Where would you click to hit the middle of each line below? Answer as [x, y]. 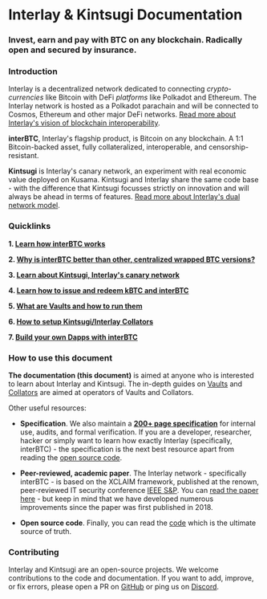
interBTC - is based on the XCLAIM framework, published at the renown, [139, 482]
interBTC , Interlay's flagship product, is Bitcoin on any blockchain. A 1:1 [126, 139]
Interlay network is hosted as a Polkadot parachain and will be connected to [133, 106]
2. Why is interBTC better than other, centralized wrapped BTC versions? [131, 259]
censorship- [229, 147]
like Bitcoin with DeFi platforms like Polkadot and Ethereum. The [151, 97]
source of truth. [46, 531]
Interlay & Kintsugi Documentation [125, 15]
